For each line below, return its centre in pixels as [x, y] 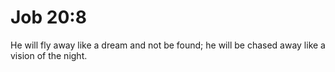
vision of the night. [49, 55]
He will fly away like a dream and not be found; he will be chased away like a [168, 45]
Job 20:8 [48, 17]
